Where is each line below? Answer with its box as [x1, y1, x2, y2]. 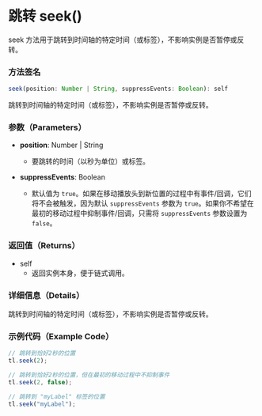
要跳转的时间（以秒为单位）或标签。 [31, 157, 150, 166]
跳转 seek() [8, 7, 83, 25]
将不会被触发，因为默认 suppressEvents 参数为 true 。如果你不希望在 [31, 199, 255, 208]
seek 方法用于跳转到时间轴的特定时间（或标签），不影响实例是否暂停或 [8, 35, 237, 44]
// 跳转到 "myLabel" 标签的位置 [8, 392, 105, 400]
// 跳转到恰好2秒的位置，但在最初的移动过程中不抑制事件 [8, 371, 170, 380]
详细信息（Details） [8, 289, 85, 301]
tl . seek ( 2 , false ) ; [8, 378, 73, 386]
